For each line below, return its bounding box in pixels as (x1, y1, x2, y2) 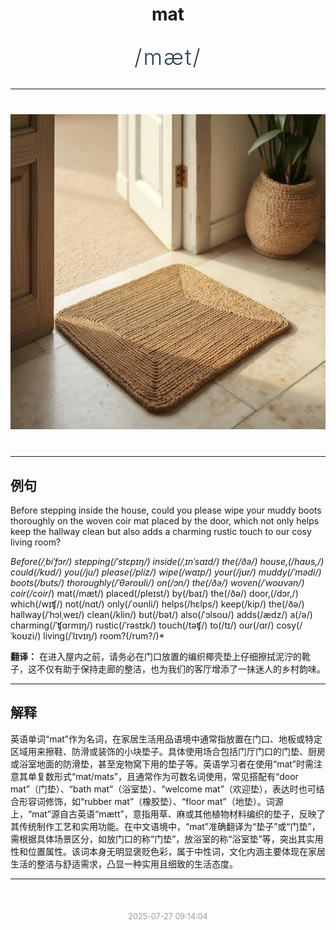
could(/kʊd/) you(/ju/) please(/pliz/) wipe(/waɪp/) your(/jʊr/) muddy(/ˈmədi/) (10, 566, 322, 578)
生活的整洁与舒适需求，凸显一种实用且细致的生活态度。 (10, 858, 238, 870)
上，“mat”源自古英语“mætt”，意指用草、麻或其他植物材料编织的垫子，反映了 (10, 808, 326, 820)
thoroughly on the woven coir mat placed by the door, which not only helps (10, 515, 320, 527)
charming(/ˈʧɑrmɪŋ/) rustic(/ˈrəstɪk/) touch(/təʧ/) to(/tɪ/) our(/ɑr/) (10, 619, 275, 631)
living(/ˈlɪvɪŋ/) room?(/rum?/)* (43, 630, 165, 642)
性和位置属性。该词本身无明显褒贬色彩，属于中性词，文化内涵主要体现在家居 (10, 845, 326, 857)
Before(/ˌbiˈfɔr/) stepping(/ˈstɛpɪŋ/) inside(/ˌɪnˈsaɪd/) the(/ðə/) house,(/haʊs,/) (10, 556, 325, 567)
